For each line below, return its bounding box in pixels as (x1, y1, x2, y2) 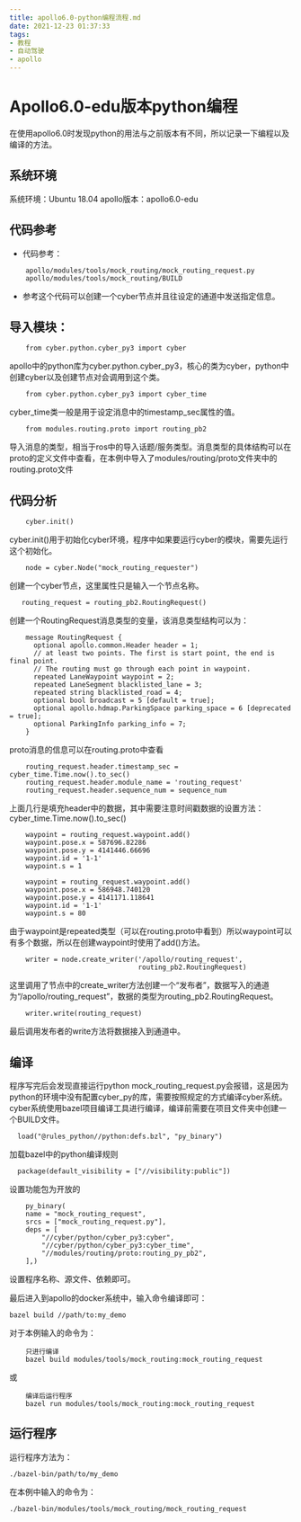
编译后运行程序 (25, 1392, 73, 1401)
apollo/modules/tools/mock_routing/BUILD (25, 273, 182, 283)
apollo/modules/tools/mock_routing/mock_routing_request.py (25, 266, 255, 275)
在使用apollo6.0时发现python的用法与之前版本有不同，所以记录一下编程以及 (9, 128, 290, 138)
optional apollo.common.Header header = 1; (32, 641, 199, 650)
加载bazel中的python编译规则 (9, 1149, 119, 1160)
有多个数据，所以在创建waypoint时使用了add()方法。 (9, 937, 205, 948)
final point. (9, 657, 58, 666)
